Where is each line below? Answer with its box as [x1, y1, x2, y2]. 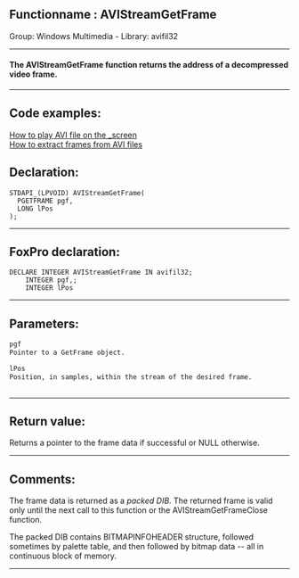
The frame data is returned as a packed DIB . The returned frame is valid [9, 495, 273, 507]
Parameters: [9, 316, 79, 331]
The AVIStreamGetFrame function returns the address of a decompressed [9, 60, 289, 70]
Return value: [9, 414, 86, 429]
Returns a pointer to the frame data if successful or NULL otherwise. [9, 437, 260, 449]
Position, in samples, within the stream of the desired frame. [9, 372, 253, 382]
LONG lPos [17, 204, 53, 213]
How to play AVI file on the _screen [9, 129, 138, 140]
